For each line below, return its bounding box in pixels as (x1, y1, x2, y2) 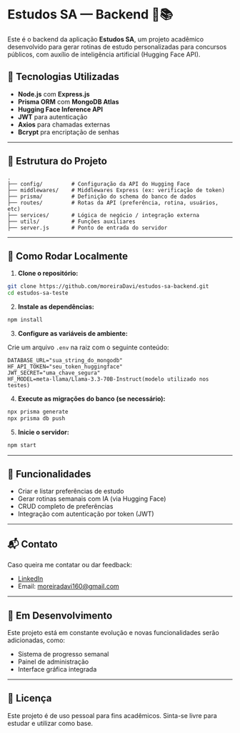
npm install (7, 316, 43, 324)
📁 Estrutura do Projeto (7, 155, 107, 167)
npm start (7, 442, 37, 449)
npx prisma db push (7, 414, 66, 422)
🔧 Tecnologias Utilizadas (7, 71, 119, 83)
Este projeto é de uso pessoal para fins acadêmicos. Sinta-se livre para (7, 711, 218, 719)
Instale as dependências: (17, 302, 94, 311)
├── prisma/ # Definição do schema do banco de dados (7, 193, 196, 200)
